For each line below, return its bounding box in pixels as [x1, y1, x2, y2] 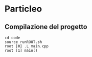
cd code [4, 35, 21, 40]
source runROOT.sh [4, 40, 42, 44]
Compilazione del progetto [4, 23, 88, 31]
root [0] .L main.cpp [4, 44, 49, 49]
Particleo [4, 3, 42, 14]
